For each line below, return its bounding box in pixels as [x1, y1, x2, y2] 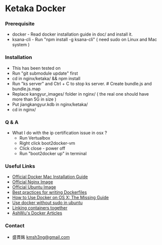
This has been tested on [12, 65, 61, 71]
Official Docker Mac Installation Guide [12, 174, 88, 180]
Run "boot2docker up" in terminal [19, 151, 87, 157]
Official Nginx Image [12, 179, 54, 185]
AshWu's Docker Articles [12, 210, 62, 216]
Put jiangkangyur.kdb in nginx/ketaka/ [12, 101, 88, 107]
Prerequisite [5, 20, 35, 27]
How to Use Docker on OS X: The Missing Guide [12, 195, 109, 201]
